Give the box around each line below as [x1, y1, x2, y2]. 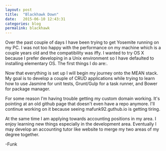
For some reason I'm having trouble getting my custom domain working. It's [5, 95, 160, 102]
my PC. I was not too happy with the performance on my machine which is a [5, 45, 162, 51]
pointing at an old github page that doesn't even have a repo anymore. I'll [5, 101, 155, 107]
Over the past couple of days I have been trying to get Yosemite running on [5, 39, 159, 45]
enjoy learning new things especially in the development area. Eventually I [5, 121, 157, 127]
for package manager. [5, 86, 51, 92]
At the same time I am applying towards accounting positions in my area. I [5, 116, 157, 122]
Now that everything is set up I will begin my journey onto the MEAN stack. [5, 70, 158, 76]
